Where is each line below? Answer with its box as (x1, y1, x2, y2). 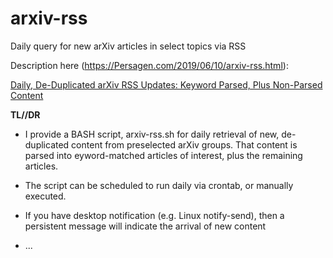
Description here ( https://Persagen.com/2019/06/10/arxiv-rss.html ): (10, 59, 289, 71)
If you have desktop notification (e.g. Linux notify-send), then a (24, 209, 285, 221)
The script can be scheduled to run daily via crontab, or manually (24, 179, 294, 191)
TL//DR (10, 108, 41, 121)
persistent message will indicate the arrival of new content (24, 220, 267, 232)
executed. (24, 190, 67, 202)
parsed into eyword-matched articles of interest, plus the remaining (24, 149, 303, 161)
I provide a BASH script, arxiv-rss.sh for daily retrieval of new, (24, 128, 280, 140)
